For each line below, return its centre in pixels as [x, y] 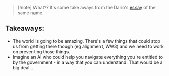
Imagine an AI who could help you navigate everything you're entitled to [88, 57]
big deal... [23, 67]
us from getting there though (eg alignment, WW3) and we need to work [88, 46]
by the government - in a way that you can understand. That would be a [88, 62]
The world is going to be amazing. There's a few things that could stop [87, 41]
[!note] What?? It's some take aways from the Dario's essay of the [87, 7]
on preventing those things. [41, 51]
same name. [31, 13]
